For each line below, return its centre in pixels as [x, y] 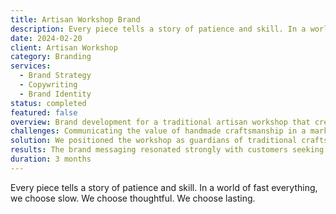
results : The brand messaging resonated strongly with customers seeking [167, 150]
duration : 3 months [51, 159]
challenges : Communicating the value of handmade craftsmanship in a [158, 131]
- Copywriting [48, 85]
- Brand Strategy [55, 76]
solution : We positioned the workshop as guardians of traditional [154, 141]
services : [31, 66]
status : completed [48, 103]
